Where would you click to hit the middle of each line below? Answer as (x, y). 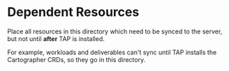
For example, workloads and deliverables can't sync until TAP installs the (112, 52)
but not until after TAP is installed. (56, 38)
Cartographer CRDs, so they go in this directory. (76, 59)
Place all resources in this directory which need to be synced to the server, (115, 31)
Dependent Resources (73, 12)
